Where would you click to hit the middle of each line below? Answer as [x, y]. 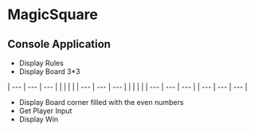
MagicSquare [53, 15]
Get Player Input [45, 111]
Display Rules [41, 63]
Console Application [59, 44]
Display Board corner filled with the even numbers [101, 102]
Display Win [39, 119]
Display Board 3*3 [49, 72]
